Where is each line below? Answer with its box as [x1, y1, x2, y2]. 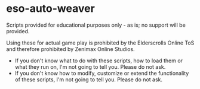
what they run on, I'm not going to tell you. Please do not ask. [14, 63, 166, 70]
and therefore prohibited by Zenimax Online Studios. [6, 45, 136, 52]
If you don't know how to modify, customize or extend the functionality [14, 69, 189, 77]
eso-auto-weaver [6, 2, 96, 15]
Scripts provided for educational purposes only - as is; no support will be [6, 21, 186, 28]
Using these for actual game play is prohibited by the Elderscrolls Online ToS [6, 39, 195, 46]
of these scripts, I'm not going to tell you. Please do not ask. [14, 76, 163, 83]
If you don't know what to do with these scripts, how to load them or [14, 57, 183, 64]
